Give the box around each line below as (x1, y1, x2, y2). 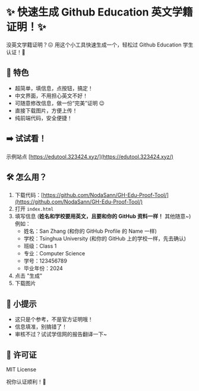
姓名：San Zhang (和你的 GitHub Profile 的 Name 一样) (23, 227, 157, 235)
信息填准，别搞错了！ (14, 323, 67, 330)
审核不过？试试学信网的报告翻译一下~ (14, 331, 108, 338)
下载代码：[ (14, 192, 43, 199)
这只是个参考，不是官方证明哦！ (14, 316, 93, 323)
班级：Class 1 (23, 242, 57, 250)
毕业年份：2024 (23, 265, 64, 272)
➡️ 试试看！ (6, 133, 47, 143)
